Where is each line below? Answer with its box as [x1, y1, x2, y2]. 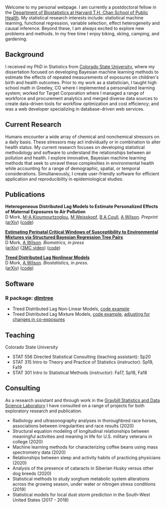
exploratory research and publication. [5, 408, 82, 414]
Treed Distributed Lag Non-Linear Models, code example [12, 306, 130, 312]
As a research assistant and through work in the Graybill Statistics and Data [5, 397, 161, 403]
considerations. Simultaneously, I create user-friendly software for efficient [5, 170, 160, 176]
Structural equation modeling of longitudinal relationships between [12, 428, 150, 434]
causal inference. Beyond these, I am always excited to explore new [5, 25, 145, 31]
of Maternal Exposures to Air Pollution [5, 209, 86, 215]
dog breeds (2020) [12, 470, 52, 476]
